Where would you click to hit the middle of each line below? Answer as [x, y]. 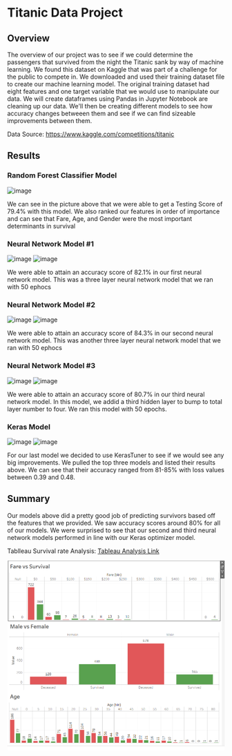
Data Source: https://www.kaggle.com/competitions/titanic [91, 134]
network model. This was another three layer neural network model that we [114, 340]
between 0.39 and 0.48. [41, 477]
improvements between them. [50, 121]
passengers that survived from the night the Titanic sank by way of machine [116, 62]
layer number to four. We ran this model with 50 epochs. [87, 409]
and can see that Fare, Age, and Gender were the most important [100, 218]
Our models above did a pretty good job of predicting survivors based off [111, 515]
